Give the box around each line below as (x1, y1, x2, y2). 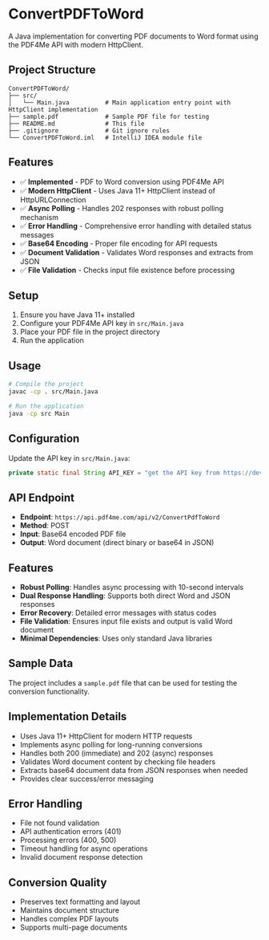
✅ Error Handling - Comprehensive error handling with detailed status (19, 221, 252, 230)
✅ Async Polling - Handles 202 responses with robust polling (19, 203, 224, 213)
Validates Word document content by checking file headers (19, 756, 216, 767)
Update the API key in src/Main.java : (8, 453, 130, 462)
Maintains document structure (19, 905, 120, 915)
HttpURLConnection (19, 194, 86, 205)
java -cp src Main (8, 409, 70, 417)
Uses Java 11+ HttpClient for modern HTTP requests (19, 731, 193, 741)
